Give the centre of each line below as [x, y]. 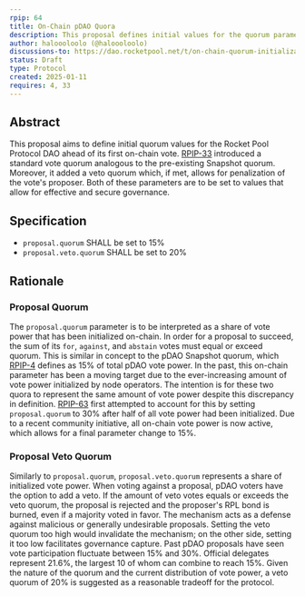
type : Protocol [38, 69]
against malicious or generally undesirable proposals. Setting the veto [140, 524]
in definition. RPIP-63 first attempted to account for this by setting [133, 403]
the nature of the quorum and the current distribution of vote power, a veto [149, 572]
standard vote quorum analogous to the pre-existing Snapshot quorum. [143, 164]
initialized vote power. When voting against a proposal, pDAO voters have [147, 486]
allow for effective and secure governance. [90, 193]
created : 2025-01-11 [49, 77]
